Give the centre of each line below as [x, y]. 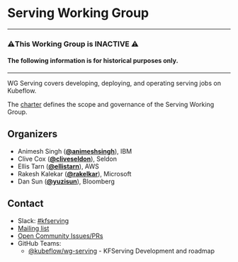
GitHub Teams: [39, 243]
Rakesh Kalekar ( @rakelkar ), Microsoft [74, 173]
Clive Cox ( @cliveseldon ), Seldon [67, 159]
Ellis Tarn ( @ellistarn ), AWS [58, 166]
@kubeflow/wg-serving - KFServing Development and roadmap [121, 251]
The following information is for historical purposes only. [93, 61]
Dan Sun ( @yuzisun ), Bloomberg [66, 181]
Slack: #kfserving [43, 220]
